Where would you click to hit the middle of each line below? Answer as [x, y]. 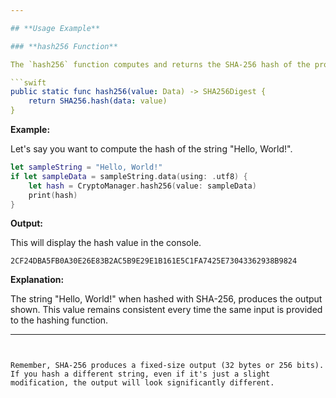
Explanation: [37, 280]
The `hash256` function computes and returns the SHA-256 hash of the [160, 64]
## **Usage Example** [55, 28]
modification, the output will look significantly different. [142, 383]
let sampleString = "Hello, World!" [86, 167]
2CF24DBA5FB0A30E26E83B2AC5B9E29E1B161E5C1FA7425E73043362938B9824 [154, 261]
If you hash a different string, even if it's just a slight [140, 374]
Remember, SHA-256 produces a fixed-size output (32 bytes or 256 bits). [167, 366]
